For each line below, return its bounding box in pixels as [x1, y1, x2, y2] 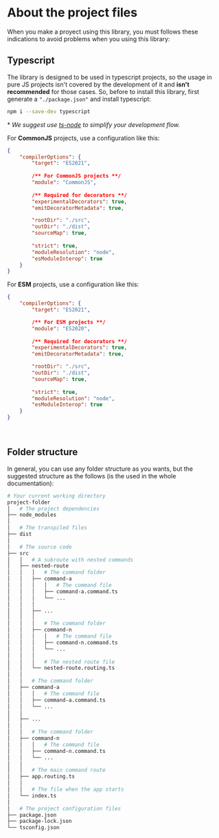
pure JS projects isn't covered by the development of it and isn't [7, 80, 190, 89]
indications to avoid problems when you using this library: [7, 34, 170, 43]
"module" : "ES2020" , [32, 325, 91, 332]
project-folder [7, 499, 51, 506]
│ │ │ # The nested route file [7, 658, 115, 665]
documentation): [7, 479, 54, 487]
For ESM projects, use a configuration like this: [7, 280, 139, 289]
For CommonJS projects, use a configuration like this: [7, 134, 160, 142]
